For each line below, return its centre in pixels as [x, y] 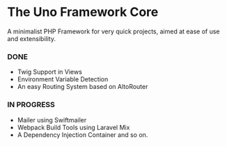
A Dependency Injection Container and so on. [83, 135]
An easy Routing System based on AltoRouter [83, 87]
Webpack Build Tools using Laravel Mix [73, 127]
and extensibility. [31, 38]
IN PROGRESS [31, 105]
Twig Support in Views [49, 72]
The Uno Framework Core [83, 12]
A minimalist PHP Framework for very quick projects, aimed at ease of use [114, 31]
